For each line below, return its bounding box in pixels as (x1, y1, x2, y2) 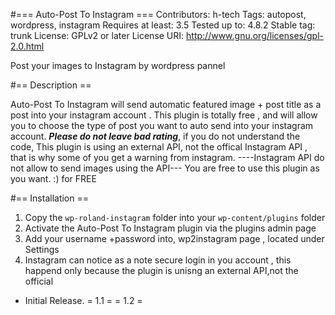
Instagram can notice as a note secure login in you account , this (24, 254, 292, 266)
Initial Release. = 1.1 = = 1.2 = (24, 295, 143, 306)
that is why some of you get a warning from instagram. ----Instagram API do (10, 152, 325, 163)
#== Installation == (10, 192, 90, 204)
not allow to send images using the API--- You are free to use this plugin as (10, 162, 320, 174)
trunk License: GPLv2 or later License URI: (10, 30, 185, 41)
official (24, 275, 54, 287)
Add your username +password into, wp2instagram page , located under (24, 233, 325, 244)
